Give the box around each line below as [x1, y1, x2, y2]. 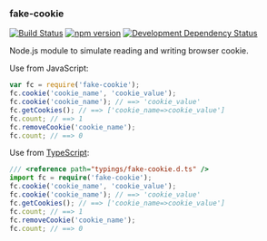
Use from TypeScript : [9, 148, 90, 159]
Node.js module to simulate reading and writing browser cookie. [9, 45, 249, 56]
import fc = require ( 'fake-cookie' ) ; [9, 173, 153, 183]
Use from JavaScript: [9, 63, 89, 74]
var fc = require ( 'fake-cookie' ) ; [9, 81, 141, 90]
